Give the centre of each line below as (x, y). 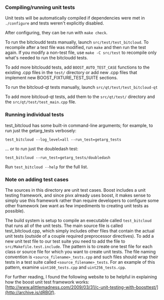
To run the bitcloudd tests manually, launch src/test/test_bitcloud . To (77, 42)
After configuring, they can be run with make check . (56, 33)
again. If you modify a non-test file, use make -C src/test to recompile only (81, 52)
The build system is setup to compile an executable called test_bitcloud (78, 220)
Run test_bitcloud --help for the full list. (47, 167)
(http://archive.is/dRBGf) (30, 292)
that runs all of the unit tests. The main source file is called (64, 225)
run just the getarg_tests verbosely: (41, 130)
